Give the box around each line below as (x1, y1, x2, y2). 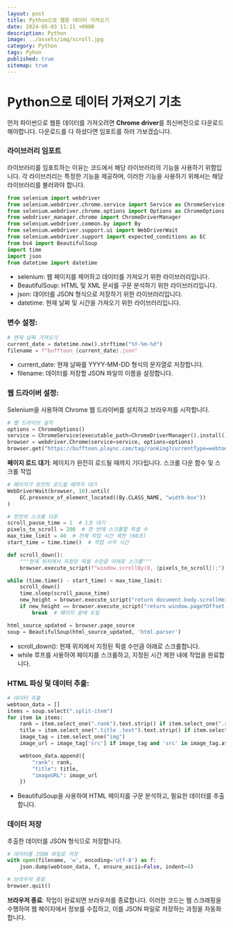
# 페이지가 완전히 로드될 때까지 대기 (7, 481, 98, 488)
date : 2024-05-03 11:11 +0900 (7, 23, 95, 30)
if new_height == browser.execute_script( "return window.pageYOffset (19, 603, 225, 610)
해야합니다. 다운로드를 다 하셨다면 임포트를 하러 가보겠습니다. (7, 127, 172, 136)
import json (7, 253, 42, 259)
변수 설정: (7, 318, 38, 328)
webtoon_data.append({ (19, 752, 85, 759)
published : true (7, 56, 54, 63)
